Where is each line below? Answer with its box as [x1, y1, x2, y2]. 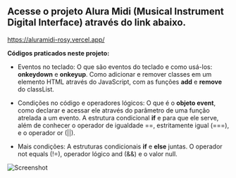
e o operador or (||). [17, 128, 75, 136]
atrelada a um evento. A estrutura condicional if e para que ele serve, [17, 113, 219, 122]
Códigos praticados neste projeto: [7, 49, 110, 57]
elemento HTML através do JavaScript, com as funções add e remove [17, 77, 223, 86]
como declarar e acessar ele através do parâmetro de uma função [17, 106, 210, 115]
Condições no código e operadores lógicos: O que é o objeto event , [17, 98, 216, 107]
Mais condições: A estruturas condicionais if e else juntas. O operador [17, 142, 223, 151]
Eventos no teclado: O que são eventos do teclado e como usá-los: [17, 63, 213, 71]
